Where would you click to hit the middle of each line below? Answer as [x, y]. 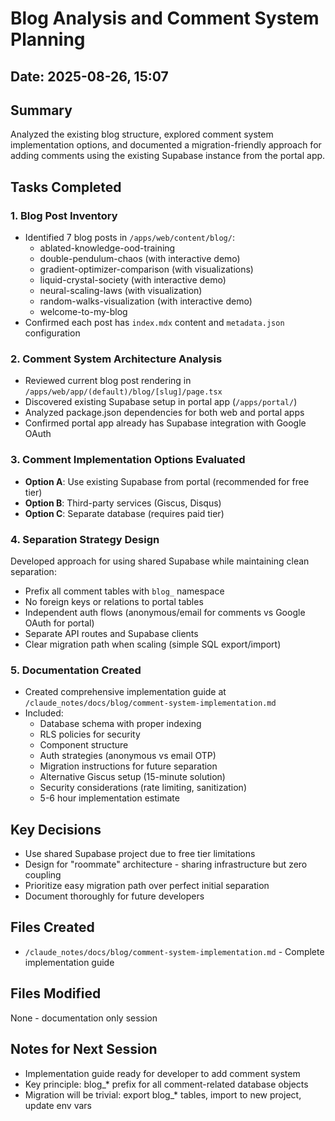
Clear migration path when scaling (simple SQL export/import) [153, 644]
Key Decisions [56, 829]
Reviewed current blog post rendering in [108, 381]
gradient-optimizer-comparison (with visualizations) [146, 269]
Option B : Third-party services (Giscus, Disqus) [123, 503]
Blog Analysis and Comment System [165, 18]
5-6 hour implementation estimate [109, 798]
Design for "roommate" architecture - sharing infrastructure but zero [166, 864]
